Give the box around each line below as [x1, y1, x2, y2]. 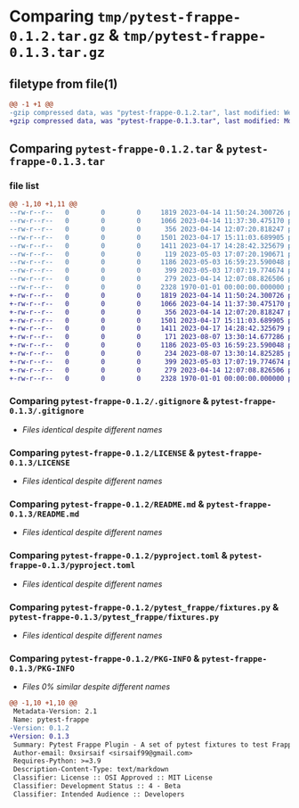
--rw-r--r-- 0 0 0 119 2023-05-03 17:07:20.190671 [9, 250, 285, 259]
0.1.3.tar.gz [9, 45, 105, 62]
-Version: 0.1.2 [9, 723, 69, 732]
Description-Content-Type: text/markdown [12, 765, 169, 774]
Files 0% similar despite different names [21, 681, 171, 692]
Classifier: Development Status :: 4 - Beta [12, 782, 181, 791]
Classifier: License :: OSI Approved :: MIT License [12, 773, 214, 782]
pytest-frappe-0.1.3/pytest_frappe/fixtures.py [9, 612, 220, 622]
